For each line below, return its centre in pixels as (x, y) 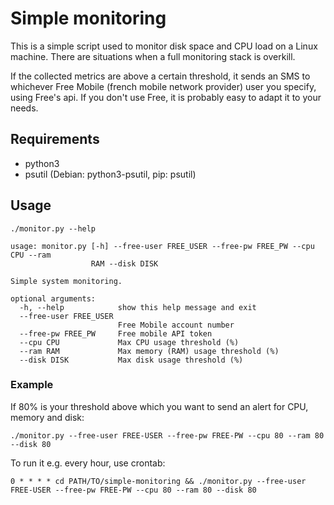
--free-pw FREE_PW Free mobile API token (116, 333)
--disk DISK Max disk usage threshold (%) (131, 360)
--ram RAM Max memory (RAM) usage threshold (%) (149, 351)
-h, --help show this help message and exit (138, 307)
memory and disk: (47, 417)
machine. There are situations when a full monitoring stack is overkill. (153, 56)
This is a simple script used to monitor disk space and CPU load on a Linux (164, 46)
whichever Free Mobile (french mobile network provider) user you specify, (163, 86)
